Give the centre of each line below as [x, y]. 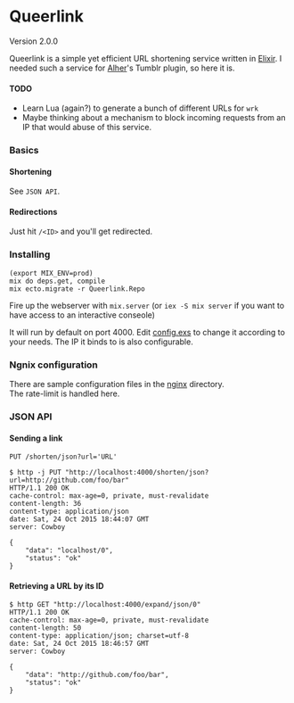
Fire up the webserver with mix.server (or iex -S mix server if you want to [147, 305]
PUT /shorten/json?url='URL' [63, 457]
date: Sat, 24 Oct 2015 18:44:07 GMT [79, 519]
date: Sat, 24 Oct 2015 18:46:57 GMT [79, 644]
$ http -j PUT [36, 473]
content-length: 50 [45, 628]
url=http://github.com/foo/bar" [69, 480]
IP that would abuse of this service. [87, 128]
